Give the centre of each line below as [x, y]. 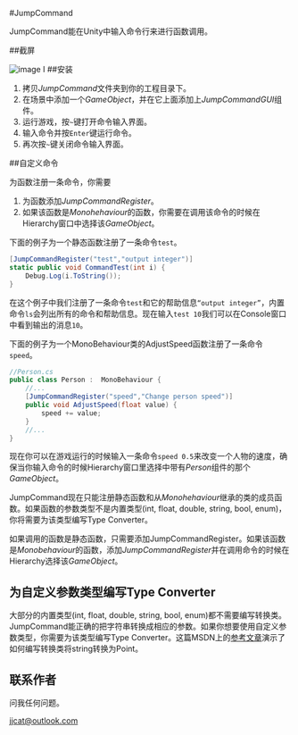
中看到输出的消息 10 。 [49, 324]
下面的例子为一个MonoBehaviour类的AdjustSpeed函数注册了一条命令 [136, 344]
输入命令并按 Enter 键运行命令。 [79, 133]
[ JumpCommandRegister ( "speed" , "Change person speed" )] [129, 397]
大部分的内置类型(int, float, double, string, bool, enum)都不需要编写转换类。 [148, 615]
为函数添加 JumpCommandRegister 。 [90, 201]
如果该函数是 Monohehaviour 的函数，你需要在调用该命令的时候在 [141, 212]
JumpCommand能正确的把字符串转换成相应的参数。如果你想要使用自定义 [144, 626]
